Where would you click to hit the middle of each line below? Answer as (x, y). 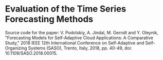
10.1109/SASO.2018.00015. (31, 53)
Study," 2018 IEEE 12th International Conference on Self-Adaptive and (75, 43)
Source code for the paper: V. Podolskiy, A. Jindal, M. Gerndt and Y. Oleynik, (82, 32)
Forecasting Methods (49, 19)
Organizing (16, 48)
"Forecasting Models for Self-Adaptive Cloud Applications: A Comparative (79, 38)
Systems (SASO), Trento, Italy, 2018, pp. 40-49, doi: (80, 48)
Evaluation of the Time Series (66, 9)
